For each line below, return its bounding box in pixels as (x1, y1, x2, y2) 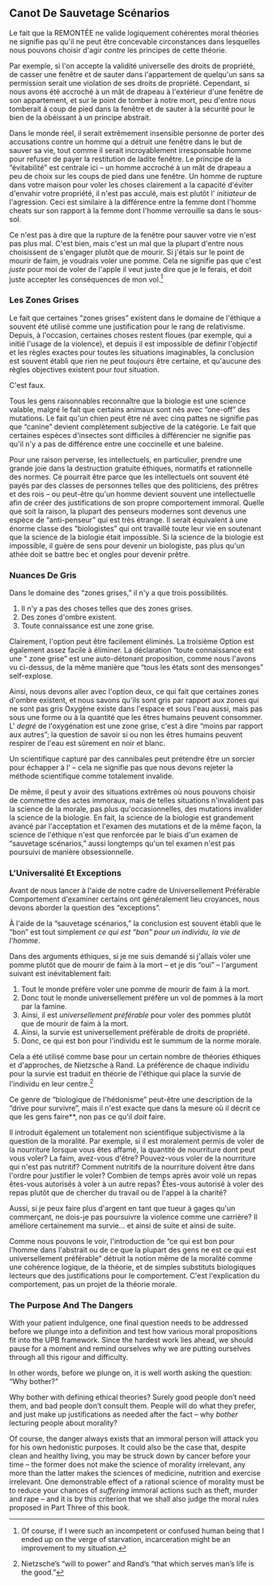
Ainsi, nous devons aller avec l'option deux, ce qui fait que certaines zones (9, 687, 259, 697)
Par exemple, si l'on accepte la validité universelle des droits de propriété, (9, 61, 256, 70)
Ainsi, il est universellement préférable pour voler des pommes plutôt (20, 1010, 252, 1020)
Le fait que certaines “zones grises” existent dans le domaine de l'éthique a (9, 313, 262, 322)
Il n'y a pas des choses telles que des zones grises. (20, 603, 194, 614)
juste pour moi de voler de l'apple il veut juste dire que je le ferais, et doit (9, 264, 252, 274)
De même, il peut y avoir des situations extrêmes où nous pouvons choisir (9, 787, 256, 797)
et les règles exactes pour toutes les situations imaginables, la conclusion (9, 347, 254, 357)
